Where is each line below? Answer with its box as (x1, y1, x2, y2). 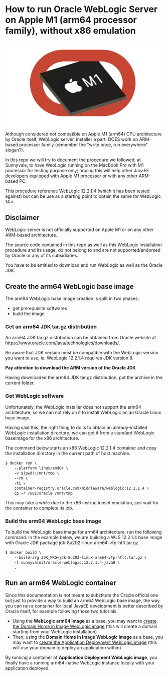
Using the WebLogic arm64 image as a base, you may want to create (12, 618, 157, 624)
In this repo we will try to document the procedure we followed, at (5, 157, 141, 163)
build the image (12, 311, 45, 317)
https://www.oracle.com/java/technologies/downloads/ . (5, 340, 120, 346)
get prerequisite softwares (12, 306, 67, 312)
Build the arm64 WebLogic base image (5, 517, 102, 524)
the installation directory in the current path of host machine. (5, 450, 131, 456)
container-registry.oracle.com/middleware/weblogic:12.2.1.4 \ (14, 486, 149, 491)
